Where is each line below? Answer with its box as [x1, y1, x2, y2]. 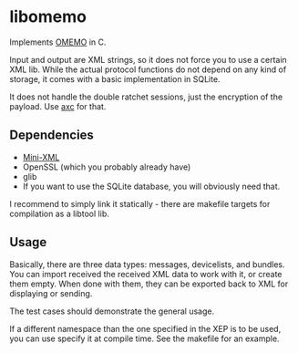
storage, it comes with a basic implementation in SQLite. [9, 73, 221, 84]
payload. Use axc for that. [9, 100, 107, 111]
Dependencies [9, 128, 94, 143]
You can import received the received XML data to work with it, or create [9, 268, 283, 279]
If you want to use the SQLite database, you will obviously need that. [22, 181, 281, 192]
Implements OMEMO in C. [9, 36, 107, 47]
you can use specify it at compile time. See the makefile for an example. [9, 333, 280, 344]
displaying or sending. [9, 287, 93, 298]
